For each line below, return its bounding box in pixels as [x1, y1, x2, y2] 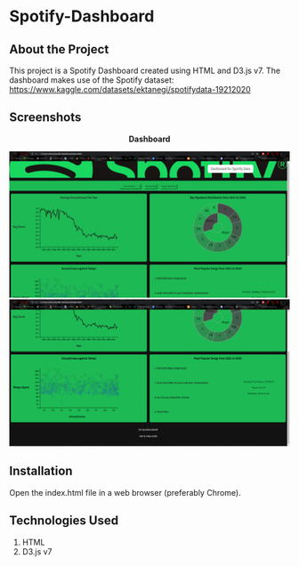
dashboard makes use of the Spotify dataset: [9, 75, 174, 85]
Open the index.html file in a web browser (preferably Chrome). [9, 487, 242, 497]
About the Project [9, 42, 109, 57]
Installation [9, 464, 73, 479]
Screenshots [9, 109, 82, 125]
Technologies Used [9, 513, 118, 529]
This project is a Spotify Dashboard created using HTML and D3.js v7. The [9, 65, 281, 76]
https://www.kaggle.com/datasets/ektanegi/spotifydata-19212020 [9, 85, 251, 94]
